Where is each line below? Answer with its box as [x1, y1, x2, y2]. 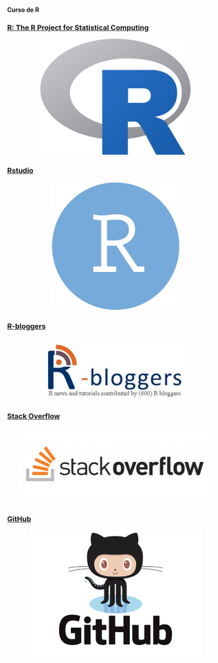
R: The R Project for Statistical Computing [7, 23, 149, 32]
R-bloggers [7, 322, 46, 331]
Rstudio [7, 165, 34, 175]
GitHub [7, 514, 32, 523]
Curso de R [7, 6, 40, 14]
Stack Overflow [7, 412, 61, 421]
